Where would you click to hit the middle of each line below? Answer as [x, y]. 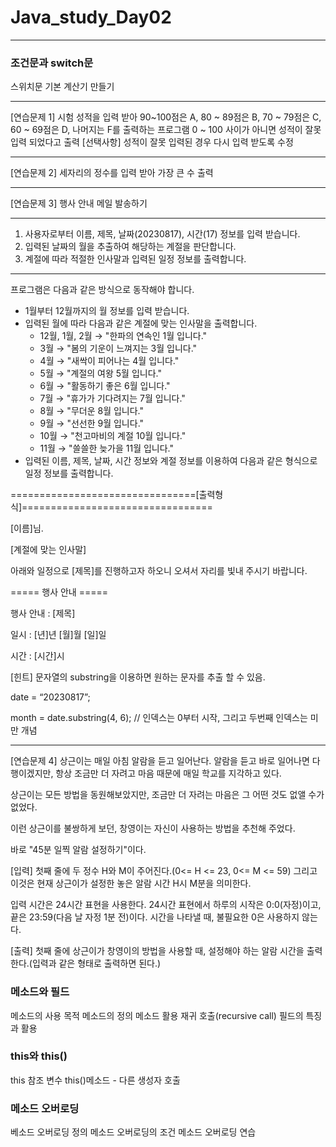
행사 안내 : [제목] [43, 613]
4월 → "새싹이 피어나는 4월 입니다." [109, 361]
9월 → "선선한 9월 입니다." [92, 423]
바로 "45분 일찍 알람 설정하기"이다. [78, 850]
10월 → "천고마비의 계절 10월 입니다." [113, 436]
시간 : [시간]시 [37, 656]
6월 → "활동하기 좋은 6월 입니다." [105, 386]
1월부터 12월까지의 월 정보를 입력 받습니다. [107, 311]
